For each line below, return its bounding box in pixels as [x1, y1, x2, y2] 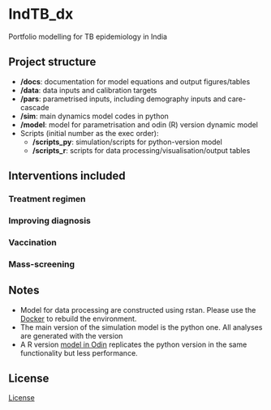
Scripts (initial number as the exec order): [19, 128, 159, 138]
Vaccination [8, 237, 57, 248]
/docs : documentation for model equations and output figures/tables [19, 76, 251, 86]
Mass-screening [8, 258, 75, 270]
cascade [19, 102, 49, 112]
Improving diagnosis [8, 215, 92, 226]
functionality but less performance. [19, 348, 138, 357]
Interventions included [8, 169, 126, 183]
